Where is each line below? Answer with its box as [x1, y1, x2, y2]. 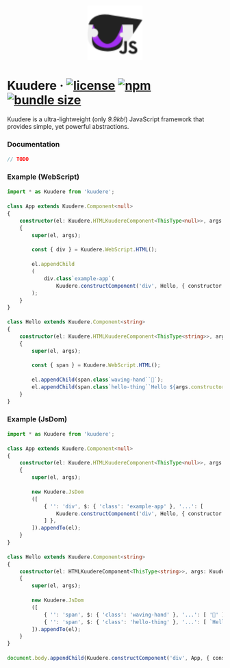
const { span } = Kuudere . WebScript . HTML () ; [31, 362, 161, 369]
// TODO [7, 156, 29, 163]
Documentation [7, 139, 60, 149]
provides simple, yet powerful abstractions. [7, 122, 129, 130]
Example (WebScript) [7, 172, 80, 182]
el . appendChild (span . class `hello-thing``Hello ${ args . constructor [31, 384, 225, 391]
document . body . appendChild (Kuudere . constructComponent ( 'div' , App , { [7, 655, 210, 662]
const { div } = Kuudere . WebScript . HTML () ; [31, 246, 157, 253]
